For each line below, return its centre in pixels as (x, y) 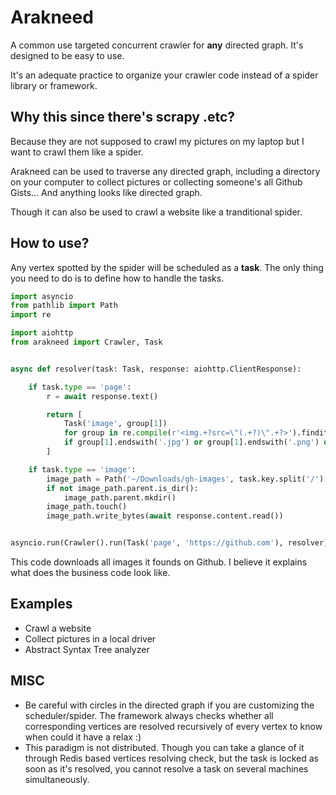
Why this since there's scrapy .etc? (123, 117)
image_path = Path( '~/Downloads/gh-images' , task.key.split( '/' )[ (187, 479)
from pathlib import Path (64, 306)
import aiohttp (42, 333)
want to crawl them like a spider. (77, 152)
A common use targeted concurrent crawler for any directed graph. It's (157, 45)
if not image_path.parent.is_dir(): (122, 488)
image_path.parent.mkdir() (120, 497)
